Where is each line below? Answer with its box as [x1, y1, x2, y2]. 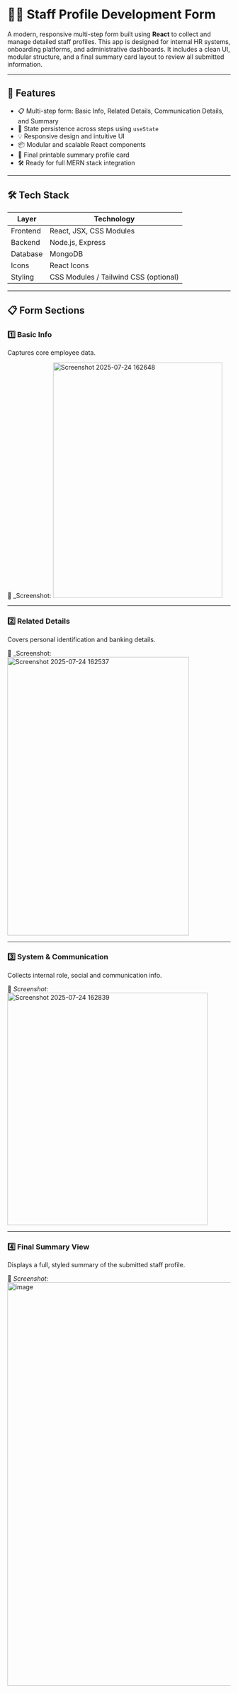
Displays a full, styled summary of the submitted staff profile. [7, 1261, 186, 1269]
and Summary [17, 116, 59, 125]
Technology [93, 214, 135, 224]
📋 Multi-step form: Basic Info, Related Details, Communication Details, [17, 106, 225, 115]
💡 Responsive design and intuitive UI [17, 131, 125, 140]
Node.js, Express [49, 237, 106, 247]
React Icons [49, 260, 89, 270]
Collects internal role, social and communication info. [7, 971, 162, 979]
